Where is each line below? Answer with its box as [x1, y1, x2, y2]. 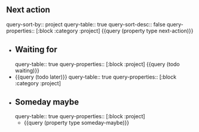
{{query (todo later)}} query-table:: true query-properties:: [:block [14, 73, 177, 80]
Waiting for [14, 44, 58, 55]
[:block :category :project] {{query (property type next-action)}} [35, 27, 194, 34]
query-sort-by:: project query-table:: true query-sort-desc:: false [6, 20, 166, 28]
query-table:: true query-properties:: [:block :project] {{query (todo [14, 60, 180, 68]
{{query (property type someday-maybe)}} [23, 119, 130, 127]
